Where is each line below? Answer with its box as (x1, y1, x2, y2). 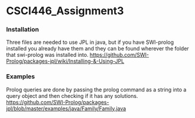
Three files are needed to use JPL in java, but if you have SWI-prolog (6, 39, 174, 46)
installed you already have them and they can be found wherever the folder (6, 45, 189, 52)
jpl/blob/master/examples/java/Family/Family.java (6, 105, 126, 112)
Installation (6, 25, 40, 34)
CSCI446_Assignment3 (6, 4, 124, 18)
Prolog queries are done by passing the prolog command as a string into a (6, 86, 187, 93)
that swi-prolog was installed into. (6, 52, 89, 59)
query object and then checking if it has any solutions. (6, 92, 138, 99)
